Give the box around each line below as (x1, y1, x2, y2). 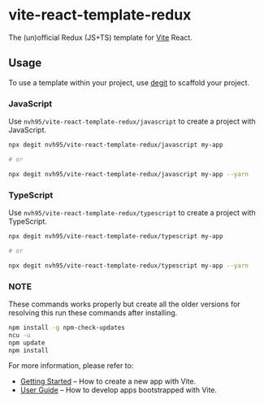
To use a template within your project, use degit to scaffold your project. (8, 77, 250, 87)
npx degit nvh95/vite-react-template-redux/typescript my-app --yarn (8, 262, 249, 270)
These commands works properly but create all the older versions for (8, 299, 241, 309)
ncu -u (8, 331, 31, 339)
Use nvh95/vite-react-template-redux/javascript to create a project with (8, 116, 256, 127)
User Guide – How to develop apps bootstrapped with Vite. (19, 385, 218, 395)
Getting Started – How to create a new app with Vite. (19, 376, 197, 387)
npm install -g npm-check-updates (8, 323, 126, 331)
